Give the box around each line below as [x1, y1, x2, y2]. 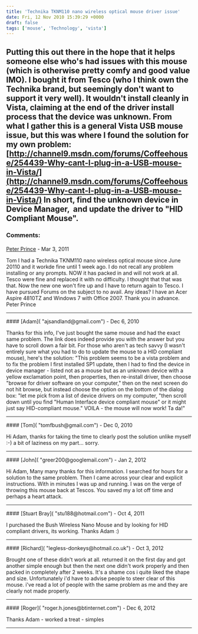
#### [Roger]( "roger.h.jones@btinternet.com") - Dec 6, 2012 [6, 604, 156, 612]
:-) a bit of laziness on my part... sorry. [6, 440, 100, 447]
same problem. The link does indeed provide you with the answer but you [6, 336, 184, 343]
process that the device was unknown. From [6, 112, 172, 122]
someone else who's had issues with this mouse [6, 56, 187, 66]
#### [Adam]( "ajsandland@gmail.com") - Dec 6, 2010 [6, 318, 140, 325]
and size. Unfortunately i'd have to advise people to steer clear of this [6, 575, 176, 582]
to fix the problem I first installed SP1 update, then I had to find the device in [6, 361, 190, 368]
